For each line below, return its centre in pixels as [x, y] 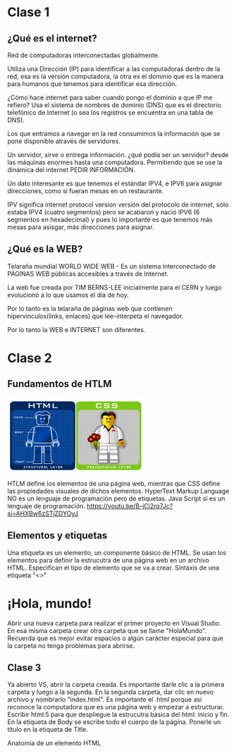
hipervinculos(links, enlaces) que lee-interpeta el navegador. [95, 316]
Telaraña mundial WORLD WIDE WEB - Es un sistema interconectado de [112, 266]
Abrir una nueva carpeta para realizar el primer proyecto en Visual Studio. [114, 623]
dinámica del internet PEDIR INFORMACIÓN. [72, 170]
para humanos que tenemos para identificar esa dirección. [92, 84]
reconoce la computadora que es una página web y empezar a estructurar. [116, 707]
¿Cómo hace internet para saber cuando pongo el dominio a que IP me [110, 97]
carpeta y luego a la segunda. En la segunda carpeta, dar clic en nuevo [111, 692]
